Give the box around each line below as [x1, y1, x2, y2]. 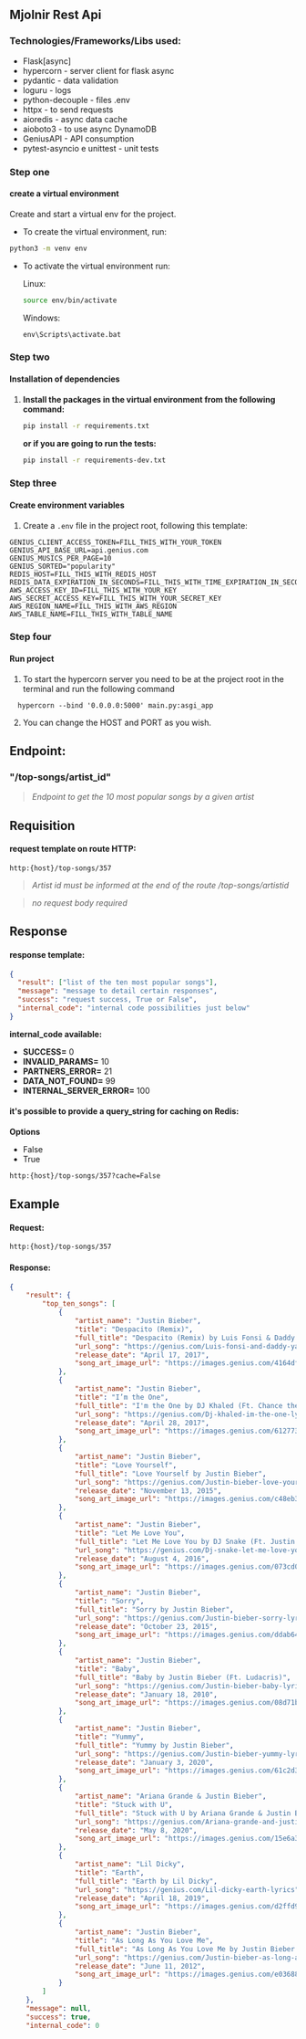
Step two [9, 351, 50, 363]
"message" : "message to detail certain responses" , [17, 986, 219, 996]
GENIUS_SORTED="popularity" [9, 562, 117, 571]
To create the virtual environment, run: [22, 226, 167, 236]
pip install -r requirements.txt [22, 421, 150, 430]
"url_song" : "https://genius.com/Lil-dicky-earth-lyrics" [74, 1885, 300, 1894]
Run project [9, 653, 55, 665]
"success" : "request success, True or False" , [17, 995, 198, 1004]
